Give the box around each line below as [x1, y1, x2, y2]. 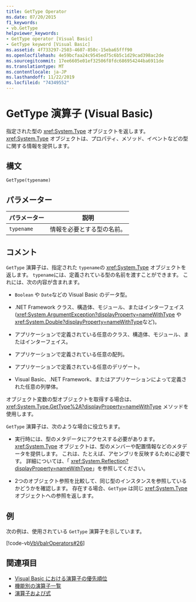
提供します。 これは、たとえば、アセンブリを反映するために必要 [30, 450, 185, 457]
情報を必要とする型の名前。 [49, 225, 127, 233]
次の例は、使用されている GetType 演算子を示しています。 [6, 528, 145, 535]
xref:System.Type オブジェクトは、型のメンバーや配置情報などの [14, 443, 172, 450]
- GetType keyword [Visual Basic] [6, 42, 91, 48]
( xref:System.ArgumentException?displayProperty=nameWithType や [14, 311, 182, 318]
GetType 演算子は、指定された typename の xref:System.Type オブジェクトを [6, 264, 187, 271]
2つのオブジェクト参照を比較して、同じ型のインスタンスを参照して [14, 478, 177, 485]
